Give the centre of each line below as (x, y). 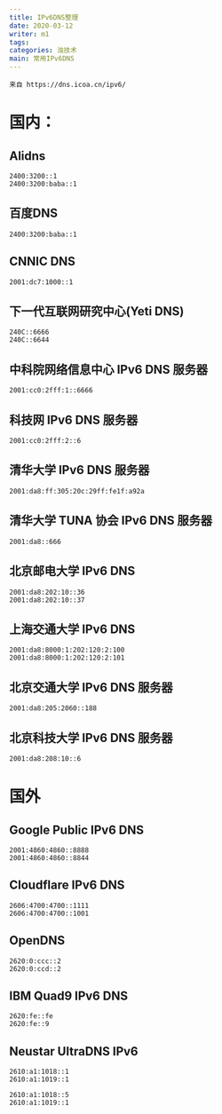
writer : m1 (29, 34)
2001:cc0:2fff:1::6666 (51, 391)
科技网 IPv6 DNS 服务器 (74, 419)
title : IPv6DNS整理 (44, 17)
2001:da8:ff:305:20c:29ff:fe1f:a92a (77, 491)
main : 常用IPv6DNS (42, 59)
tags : (19, 42)
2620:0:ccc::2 (36, 961)
